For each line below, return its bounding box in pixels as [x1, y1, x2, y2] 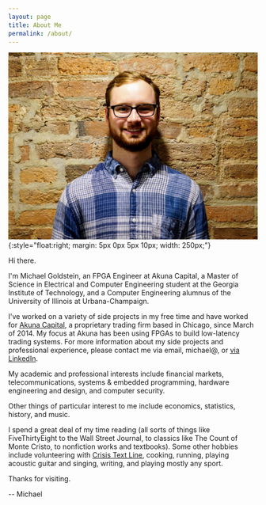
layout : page [8, 13, 51, 21]
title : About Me [8, 21, 62, 29]
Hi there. [8, 256, 36, 265]
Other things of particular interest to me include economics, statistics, [8, 401, 236, 411]
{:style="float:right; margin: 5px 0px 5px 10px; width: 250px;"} [8, 241, 211, 250]
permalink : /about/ [8, 29, 73, 37]
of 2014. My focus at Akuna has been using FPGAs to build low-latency [8, 328, 240, 338]
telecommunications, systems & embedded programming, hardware [8, 378, 230, 387]
